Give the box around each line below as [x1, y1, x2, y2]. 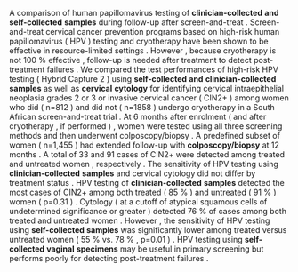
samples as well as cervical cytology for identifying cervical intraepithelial [9, 84, 285, 93]
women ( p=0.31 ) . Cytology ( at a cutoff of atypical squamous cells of [9, 196, 268, 207]
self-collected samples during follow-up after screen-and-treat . [9, 17, 248, 28]
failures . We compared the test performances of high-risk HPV [46, 64, 278, 75]
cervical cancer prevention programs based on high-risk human [45, 27, 280, 36]
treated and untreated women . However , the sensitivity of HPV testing [9, 215, 270, 226]
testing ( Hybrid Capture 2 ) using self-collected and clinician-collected [9, 74, 277, 84]
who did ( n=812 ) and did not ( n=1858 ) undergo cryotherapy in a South [9, 102, 276, 112]
